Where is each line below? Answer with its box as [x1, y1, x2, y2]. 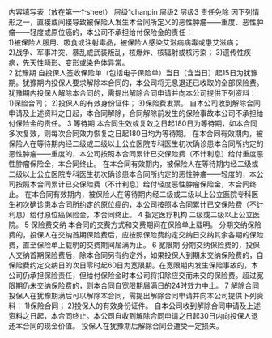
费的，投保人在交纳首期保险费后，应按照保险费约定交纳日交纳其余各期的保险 [8, 230, 264, 239]
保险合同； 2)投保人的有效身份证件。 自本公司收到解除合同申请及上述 [29, 301, 261, 310]
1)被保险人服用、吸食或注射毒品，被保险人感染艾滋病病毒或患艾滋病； [8, 37, 241, 47]
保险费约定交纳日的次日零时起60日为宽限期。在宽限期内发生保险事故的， [8, 260, 252, 270]
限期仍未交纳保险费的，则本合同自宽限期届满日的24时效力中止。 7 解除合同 [8, 280, 260, 290]
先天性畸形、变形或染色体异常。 [22, 58, 130, 67]
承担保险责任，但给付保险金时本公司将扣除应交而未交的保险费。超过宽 [29, 271, 264, 280]
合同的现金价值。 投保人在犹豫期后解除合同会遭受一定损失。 [22, 321, 223, 331]
